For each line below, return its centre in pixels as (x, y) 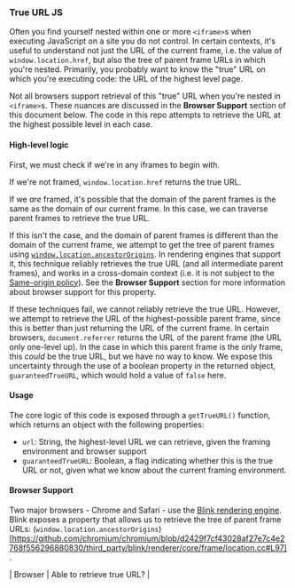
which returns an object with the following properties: (107, 425)
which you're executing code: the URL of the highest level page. (126, 79)
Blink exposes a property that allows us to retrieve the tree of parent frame (145, 519)
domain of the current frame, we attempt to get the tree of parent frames (142, 244)
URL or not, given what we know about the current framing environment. (154, 470)
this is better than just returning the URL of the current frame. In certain (139, 328)
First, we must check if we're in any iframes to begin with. (114, 164)
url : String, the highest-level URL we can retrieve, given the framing (146, 441)
